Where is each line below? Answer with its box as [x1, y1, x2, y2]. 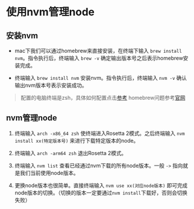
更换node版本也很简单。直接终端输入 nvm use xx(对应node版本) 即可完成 [14, 181, 188, 188]
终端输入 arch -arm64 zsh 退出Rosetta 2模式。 [14, 149, 127, 156]
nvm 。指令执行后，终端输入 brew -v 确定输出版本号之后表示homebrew [14, 55, 183, 62]
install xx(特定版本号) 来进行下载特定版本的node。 [14, 137, 139, 144]
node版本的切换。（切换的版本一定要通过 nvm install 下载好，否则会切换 [14, 189, 188, 196]
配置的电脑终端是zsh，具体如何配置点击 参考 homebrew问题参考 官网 [20, 95, 186, 101]
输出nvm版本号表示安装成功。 [14, 82, 87, 89]
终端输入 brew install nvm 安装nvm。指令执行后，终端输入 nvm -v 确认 [14, 75, 187, 81]
